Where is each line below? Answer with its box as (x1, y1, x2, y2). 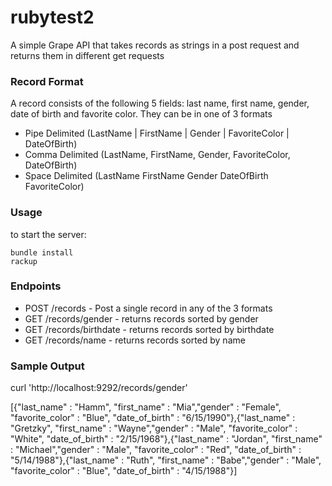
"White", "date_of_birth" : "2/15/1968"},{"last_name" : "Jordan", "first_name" (10, 433, 323, 445)
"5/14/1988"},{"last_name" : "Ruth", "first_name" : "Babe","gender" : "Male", (10, 454, 322, 466)
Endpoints (10, 279, 62, 293)
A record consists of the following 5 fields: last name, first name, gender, (10, 97, 310, 110)
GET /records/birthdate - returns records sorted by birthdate (24, 323, 275, 335)
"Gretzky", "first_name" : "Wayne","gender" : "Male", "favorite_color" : (10, 422, 298, 435)
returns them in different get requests (10, 49, 165, 61)
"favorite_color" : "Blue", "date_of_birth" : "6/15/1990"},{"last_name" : (10, 412, 296, 424)
